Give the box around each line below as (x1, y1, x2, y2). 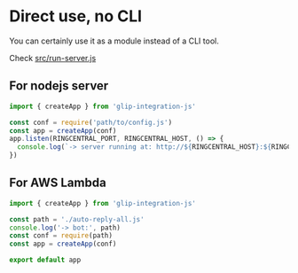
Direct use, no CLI (9, 6, 143, 27)
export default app (9, 255, 82, 265)
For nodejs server (9, 78, 109, 94)
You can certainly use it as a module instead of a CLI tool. (9, 35, 219, 46)
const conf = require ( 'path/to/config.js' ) (9, 118, 173, 127)
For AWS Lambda (9, 175, 106, 191)
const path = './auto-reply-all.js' (9, 214, 145, 223)
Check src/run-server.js (9, 52, 97, 63)
